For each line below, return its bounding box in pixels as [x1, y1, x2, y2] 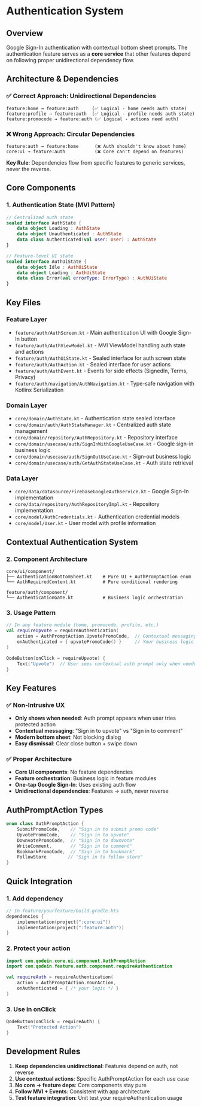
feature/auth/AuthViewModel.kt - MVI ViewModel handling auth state [14, 341, 186, 348]
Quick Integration [6, 876, 73, 887]
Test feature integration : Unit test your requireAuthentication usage [14, 1094, 182, 1101]
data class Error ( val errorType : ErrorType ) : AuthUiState [17, 275, 167, 281]
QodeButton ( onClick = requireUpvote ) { [6, 655, 106, 661]
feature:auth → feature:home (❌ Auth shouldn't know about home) [6, 143, 187, 149]
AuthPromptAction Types [6, 805, 103, 815]
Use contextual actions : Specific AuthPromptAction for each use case [14, 1075, 190, 1082]
